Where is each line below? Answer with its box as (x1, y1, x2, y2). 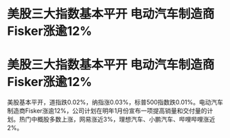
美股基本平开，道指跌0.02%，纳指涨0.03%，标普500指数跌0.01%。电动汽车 (7, 98, 224, 107)
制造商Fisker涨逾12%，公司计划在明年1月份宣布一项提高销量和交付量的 (7, 107, 207, 115)
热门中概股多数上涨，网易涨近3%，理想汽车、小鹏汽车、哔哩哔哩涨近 (19, 115, 216, 124)
